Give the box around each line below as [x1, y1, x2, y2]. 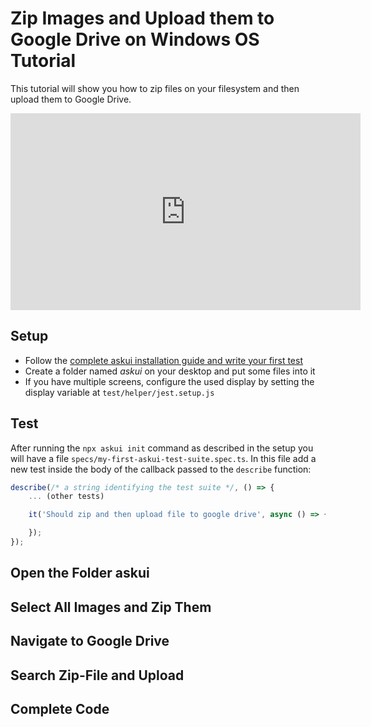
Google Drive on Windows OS [10, 28, 260, 51]
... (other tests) [28, 492, 105, 502]
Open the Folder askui [10, 565, 150, 582]
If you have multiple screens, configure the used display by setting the [24, 375, 315, 387]
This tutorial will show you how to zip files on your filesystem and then [10, 82, 300, 94]
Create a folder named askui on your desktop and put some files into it [24, 365, 316, 377]
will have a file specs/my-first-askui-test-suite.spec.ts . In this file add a [10, 452, 317, 464]
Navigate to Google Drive [10, 633, 170, 650]
